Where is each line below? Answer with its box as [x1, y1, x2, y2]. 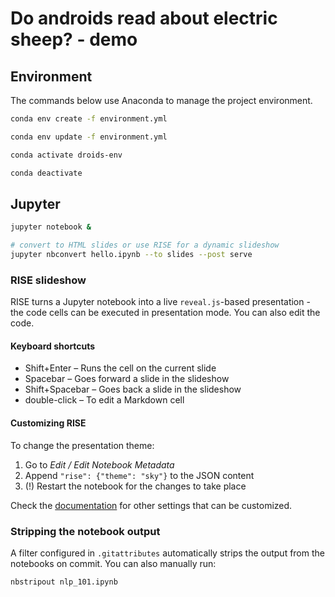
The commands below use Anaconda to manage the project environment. [10, 95, 313, 106]
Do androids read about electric [10, 7, 278, 30]
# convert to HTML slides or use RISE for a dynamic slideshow [10, 240, 280, 251]
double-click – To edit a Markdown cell [24, 394, 185, 406]
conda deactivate [10, 168, 83, 178]
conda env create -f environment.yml [10, 114, 168, 124]
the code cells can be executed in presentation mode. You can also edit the [10, 307, 321, 319]
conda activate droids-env [10, 150, 123, 160]
